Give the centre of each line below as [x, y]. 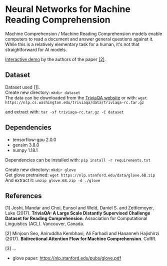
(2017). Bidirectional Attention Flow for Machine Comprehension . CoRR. [81, 239]
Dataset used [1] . [22, 87]
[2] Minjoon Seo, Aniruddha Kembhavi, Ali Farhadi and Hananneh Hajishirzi [82, 233]
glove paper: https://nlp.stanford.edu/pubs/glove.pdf [67, 258]
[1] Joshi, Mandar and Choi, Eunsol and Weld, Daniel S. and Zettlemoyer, [79, 208]
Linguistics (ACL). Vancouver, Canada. [45, 224]
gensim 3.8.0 [26, 145]
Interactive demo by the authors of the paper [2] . [55, 59]
